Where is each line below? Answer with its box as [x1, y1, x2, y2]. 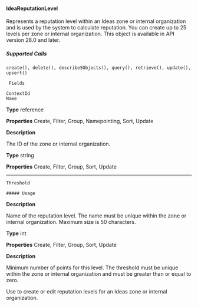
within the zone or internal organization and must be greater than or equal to [6, 270, 192, 278]
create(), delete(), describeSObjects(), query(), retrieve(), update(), [6, 65, 192, 71]
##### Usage [6, 190, 35, 197]
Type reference [6, 106, 44, 113]
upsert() [6, 70, 28, 76]
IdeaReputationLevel [6, 5, 58, 12]
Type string [6, 152, 34, 159]
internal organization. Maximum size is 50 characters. [6, 219, 137, 226]
